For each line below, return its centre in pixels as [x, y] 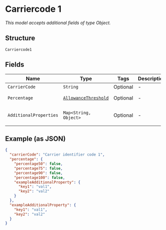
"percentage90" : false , [39, 173]
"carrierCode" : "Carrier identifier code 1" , [57, 155]
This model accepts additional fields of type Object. [58, 23]
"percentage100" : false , [40, 178]
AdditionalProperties [33, 115]
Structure [20, 38]
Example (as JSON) [35, 139]
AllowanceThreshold [86, 98]
